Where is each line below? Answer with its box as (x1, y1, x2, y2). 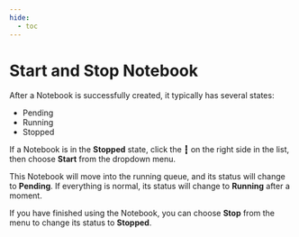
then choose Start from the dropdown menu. (9, 154, 177, 165)
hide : (9, 13, 30, 23)
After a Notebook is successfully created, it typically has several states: (9, 90, 275, 101)
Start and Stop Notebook (9, 60, 198, 81)
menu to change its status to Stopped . (9, 217, 152, 228)
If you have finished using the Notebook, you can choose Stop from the (9, 208, 275, 219)
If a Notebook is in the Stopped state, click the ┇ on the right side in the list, (9, 144, 290, 155)
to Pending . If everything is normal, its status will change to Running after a (9, 181, 291, 192)
